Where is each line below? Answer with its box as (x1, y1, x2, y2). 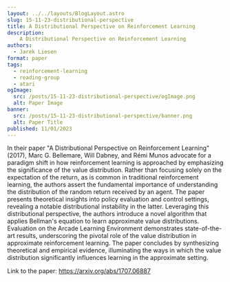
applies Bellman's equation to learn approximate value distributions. (7, 217, 200, 226)
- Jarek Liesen (13, 49, 57, 56)
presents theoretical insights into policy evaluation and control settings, (7, 195, 209, 204)
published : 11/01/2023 (7, 125, 72, 132)
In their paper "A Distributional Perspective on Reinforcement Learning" (7, 144, 210, 152)
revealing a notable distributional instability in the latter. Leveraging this (7, 202, 209, 210)
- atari (13, 80, 36, 87)
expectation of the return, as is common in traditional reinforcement (7, 173, 199, 182)
